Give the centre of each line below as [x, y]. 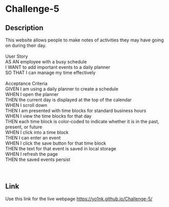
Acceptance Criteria [26, 83]
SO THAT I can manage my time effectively [51, 73]
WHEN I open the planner [32, 94]
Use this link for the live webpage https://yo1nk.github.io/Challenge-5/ [79, 199]
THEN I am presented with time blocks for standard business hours [76, 111]
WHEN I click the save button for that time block [56, 143]
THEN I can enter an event [33, 138]
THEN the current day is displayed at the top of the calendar [68, 100]
